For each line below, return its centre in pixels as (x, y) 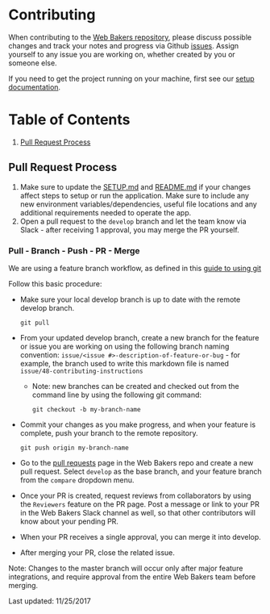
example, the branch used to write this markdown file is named (125, 363)
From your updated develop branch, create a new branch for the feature (139, 337)
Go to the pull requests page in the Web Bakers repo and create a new (137, 462)
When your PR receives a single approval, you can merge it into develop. (141, 537)
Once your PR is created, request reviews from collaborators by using (135, 495)
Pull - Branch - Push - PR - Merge (74, 250)
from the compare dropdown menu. (77, 480)
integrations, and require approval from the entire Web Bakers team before (132, 576)
